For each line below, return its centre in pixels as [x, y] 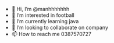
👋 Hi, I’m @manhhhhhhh [40, 9]
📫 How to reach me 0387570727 [51, 34]
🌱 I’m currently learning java [45, 21]
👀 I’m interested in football [43, 15]
